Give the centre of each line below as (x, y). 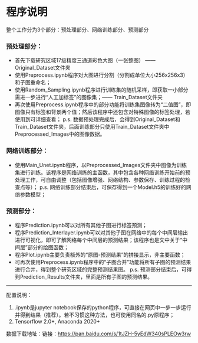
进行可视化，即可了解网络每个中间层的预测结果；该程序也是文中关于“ (98, 240)
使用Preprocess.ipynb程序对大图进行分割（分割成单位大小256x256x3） (101, 75)
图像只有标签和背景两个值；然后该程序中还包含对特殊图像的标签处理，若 (102, 112)
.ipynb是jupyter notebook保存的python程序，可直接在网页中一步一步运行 (103, 307)
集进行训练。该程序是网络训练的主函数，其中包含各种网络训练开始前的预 (102, 172)
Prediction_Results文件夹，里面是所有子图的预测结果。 (86, 277)
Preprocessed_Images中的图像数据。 (60, 134)
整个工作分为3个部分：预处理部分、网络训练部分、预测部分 (77, 30)
